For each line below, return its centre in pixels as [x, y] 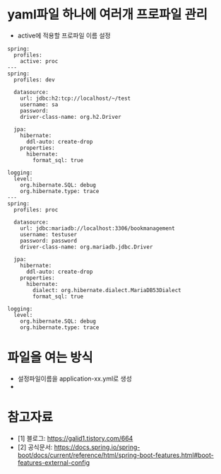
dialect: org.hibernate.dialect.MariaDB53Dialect [107, 290]
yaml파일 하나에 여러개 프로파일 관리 [108, 15]
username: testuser [49, 234]
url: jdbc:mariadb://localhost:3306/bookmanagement [97, 228]
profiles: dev [34, 80]
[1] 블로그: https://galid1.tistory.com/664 [75, 438]
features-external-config [54, 462]
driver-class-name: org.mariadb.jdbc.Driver [86, 247]
